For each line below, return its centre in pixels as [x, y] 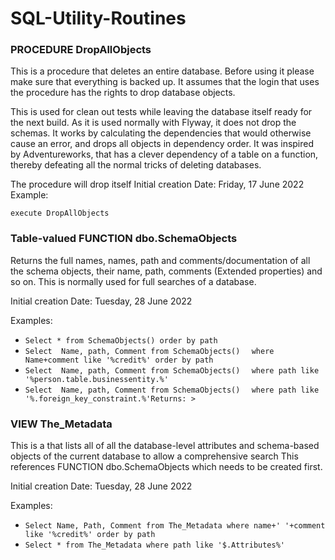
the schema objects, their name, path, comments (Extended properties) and [166, 271]
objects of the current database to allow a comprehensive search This [154, 456]
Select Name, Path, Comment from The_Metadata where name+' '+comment [175, 526]
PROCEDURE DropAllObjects [81, 50]
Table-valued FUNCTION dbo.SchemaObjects [124, 239]
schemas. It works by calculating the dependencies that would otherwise [161, 133]
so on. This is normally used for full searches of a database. [133, 281]
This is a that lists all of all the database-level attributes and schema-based [165, 446]
